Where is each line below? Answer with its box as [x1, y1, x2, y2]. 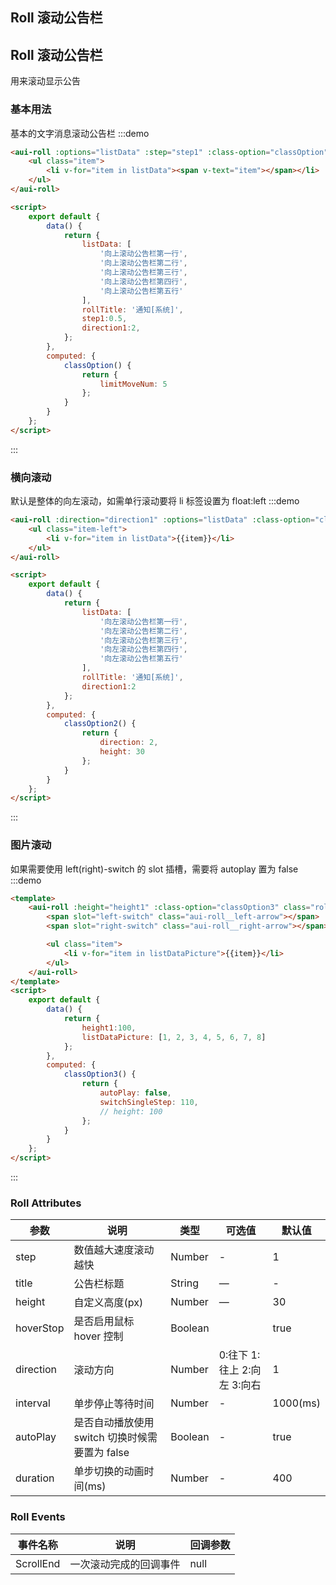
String [170, 1276, 199, 1290]
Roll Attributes [10, 1196, 82, 1210]
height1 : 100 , [81, 1023, 137, 1033]
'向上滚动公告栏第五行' [99, 286, 184, 296]
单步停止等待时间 [73, 1397, 155, 1411]
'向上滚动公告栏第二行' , [99, 258, 188, 268]
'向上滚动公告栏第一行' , [99, 249, 188, 259]
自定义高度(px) [73, 1296, 144, 1310]
